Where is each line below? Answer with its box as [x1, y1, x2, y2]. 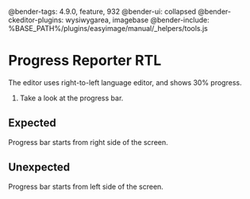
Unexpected [8, 161, 71, 174]
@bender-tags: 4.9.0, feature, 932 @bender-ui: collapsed [8, 7, 197, 16]
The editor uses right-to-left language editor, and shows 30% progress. [8, 77, 242, 87]
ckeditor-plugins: [8, 15, 64, 25]
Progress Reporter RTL [8, 52, 162, 70]
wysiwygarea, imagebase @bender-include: [65, 15, 210, 25]
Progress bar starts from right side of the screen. [8, 137, 168, 146]
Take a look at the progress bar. [19, 93, 124, 103]
